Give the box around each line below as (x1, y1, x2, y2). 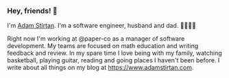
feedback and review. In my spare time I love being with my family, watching (7, 49, 223, 57)
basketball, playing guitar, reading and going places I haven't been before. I (7, 56, 220, 64)
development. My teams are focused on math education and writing (7, 42, 199, 50)
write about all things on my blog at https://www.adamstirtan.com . (7, 64, 194, 72)
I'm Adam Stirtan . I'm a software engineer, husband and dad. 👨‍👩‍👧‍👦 (7, 22, 197, 30)
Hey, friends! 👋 (7, 6, 58, 16)
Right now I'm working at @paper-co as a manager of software (7, 35, 185, 43)
